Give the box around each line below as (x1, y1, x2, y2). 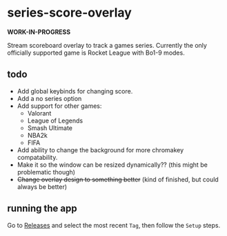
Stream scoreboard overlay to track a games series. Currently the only (7, 41, 207, 49)
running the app (7, 203, 77, 215)
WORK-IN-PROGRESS (7, 28, 71, 36)
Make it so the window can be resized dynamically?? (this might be (17, 161, 208, 169)
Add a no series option (17, 94, 82, 102)
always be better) (17, 182, 68, 191)
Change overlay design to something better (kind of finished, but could (17, 175, 219, 183)
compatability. (17, 153, 58, 161)
